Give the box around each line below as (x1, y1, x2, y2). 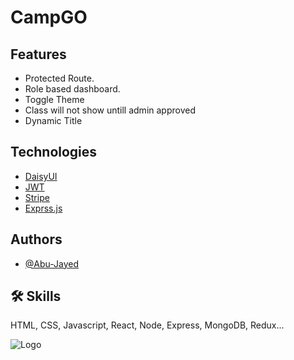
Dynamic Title (24, 115, 83, 126)
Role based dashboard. (24, 83, 121, 95)
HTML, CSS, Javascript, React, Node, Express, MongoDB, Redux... (10, 319, 285, 331)
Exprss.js (24, 202, 63, 214)
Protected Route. (24, 72, 95, 84)
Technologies (10, 144, 98, 161)
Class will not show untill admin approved (24, 104, 196, 116)
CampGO (10, 6, 88, 29)
